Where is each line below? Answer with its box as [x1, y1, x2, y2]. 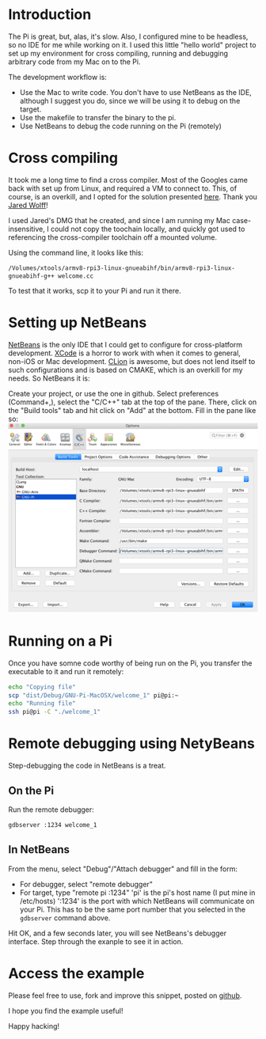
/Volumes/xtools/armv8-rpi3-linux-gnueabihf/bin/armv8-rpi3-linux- [8, 264, 236, 272]
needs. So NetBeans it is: [8, 374, 90, 383]
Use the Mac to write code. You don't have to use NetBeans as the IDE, [19, 87, 252, 97]
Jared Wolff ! [8, 200, 49, 210]
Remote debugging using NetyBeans [8, 734, 255, 753]
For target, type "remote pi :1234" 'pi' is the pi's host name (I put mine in [19, 888, 256, 897]
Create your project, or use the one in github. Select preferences [8, 389, 219, 398]
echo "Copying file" [8, 683, 77, 691]
